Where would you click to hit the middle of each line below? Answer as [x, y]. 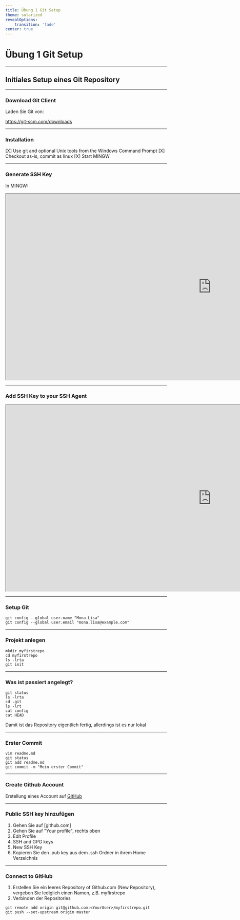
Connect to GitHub [29, 876]
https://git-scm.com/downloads [39, 122]
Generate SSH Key [29, 174]
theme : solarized [24, 15]
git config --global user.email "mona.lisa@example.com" [67, 622]
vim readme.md [21, 753]
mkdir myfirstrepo [25, 651]
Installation [20, 140]
